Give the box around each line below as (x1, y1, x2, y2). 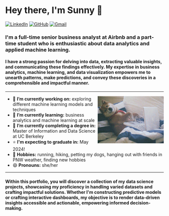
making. (5, 205, 23, 211)
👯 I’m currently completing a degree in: (12, 123, 96, 129)
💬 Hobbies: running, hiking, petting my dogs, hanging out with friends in (12, 152, 162, 158)
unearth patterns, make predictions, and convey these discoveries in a (5, 75, 156, 81)
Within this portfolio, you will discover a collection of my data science (5, 178, 154, 184)
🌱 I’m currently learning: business (12, 112, 84, 118)
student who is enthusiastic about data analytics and (17, 40, 150, 47)
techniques (12, 106, 36, 113)
